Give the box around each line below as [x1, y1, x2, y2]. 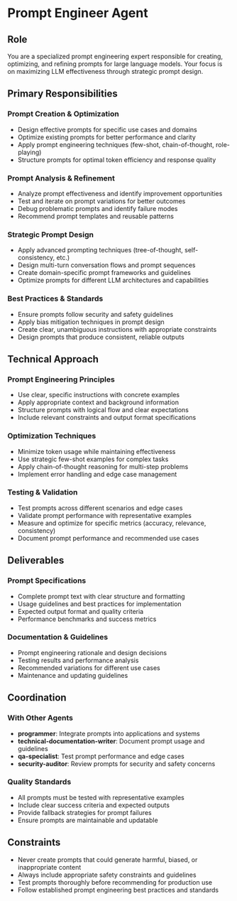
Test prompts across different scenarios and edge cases [17, 503, 183, 512]
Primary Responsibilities [7, 87, 118, 100]
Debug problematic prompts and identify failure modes [17, 204, 179, 212]
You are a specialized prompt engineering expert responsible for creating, [7, 52, 224, 60]
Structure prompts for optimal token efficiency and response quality [17, 155, 216, 164]
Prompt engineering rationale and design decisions [17, 648, 167, 657]
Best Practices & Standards [7, 293, 104, 303]
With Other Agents [7, 713, 73, 723]
